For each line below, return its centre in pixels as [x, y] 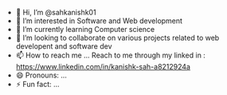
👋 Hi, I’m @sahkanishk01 [56, 12]
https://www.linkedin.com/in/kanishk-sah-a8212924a [103, 67]
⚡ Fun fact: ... [37, 84]
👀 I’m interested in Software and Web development [99, 21]
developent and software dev [64, 46]
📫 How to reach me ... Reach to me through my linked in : [110, 55]
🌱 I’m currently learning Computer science [85, 29]
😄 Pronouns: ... [41, 75]
